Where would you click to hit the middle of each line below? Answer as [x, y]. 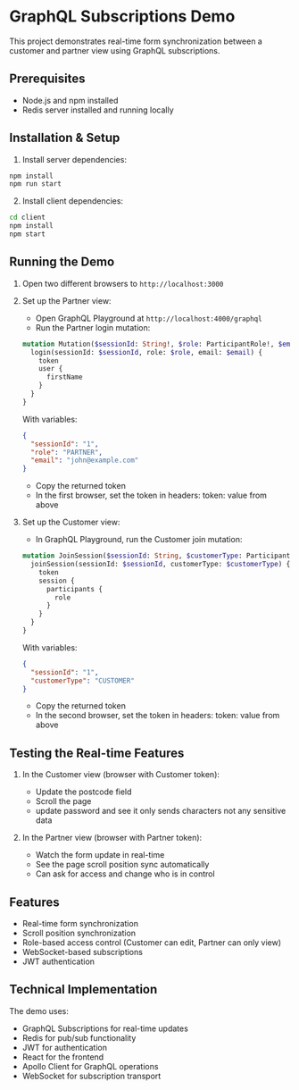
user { [51, 369]
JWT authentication [58, 961]
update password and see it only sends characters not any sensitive [161, 811]
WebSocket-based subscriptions [82, 952]
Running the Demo [62, 262]
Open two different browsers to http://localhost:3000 [123, 283]
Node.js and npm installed [70, 100]
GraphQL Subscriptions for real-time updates [105, 1028]
